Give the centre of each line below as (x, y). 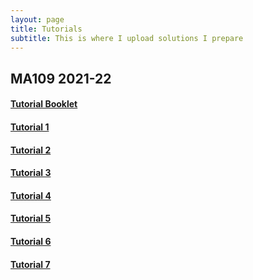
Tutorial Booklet (44, 104)
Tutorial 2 (31, 150)
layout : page (37, 19)
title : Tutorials (46, 29)
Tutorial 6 (31, 241)
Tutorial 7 (30, 264)
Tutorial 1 (30, 127)
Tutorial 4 (31, 195)
